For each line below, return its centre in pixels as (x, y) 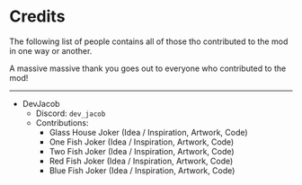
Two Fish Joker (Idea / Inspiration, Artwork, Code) (142, 151)
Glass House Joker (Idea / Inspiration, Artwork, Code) (149, 132)
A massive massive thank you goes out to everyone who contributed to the (148, 68)
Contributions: (62, 122)
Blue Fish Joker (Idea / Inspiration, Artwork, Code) (142, 170)
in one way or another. (51, 50)
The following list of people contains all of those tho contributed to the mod (149, 41)
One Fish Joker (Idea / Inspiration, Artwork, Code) (142, 142)
